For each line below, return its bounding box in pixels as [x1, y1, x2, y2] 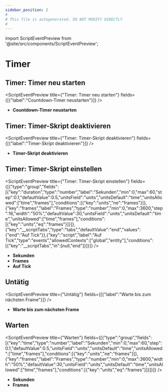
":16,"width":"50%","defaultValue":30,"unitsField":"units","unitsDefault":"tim [5, 210, 162, 216]
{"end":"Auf [5, 232, 30, 238]
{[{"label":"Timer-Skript [5, 140, 54, 146]
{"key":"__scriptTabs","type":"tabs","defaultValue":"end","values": [5, 226, 141, 232]
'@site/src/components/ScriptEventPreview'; [5, 41, 99, 47]
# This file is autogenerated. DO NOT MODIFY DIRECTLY [5, 17, 123, 22]
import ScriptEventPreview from [5, 35, 71, 41]
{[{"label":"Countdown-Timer [5, 97, 66, 104]
